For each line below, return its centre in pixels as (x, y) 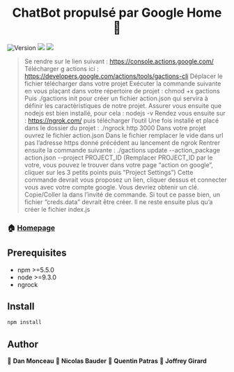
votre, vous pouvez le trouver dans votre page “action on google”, (119, 164)
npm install (24, 323)
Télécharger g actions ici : (61, 68)
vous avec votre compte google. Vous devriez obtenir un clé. (111, 187)
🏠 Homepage (31, 228)
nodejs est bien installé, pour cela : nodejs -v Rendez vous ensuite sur (125, 113)
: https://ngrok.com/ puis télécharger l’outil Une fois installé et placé (122, 121)
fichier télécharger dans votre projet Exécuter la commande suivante (123, 83)
